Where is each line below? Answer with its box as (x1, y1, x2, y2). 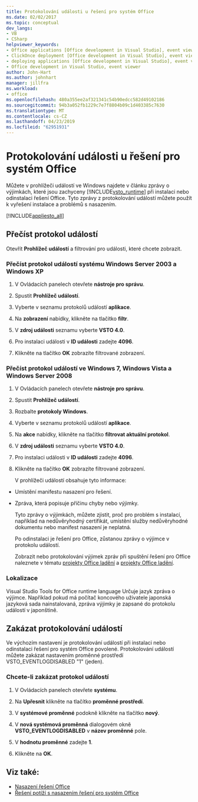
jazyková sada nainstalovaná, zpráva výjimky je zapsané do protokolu (6, 600, 176, 607)
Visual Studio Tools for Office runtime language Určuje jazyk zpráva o (6, 587, 175, 595)
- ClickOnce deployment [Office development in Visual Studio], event (6, 53, 183, 59)
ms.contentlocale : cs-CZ (6, 113, 67, 119)
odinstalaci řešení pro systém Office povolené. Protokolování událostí (6, 646, 174, 653)
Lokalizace (6, 574, 38, 582)
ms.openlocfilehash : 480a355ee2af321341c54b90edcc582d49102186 (6, 96, 165, 102)
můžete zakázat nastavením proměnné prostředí (6, 652, 124, 659)
